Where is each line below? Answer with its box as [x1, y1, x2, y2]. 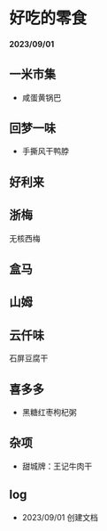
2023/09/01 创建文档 [21, 511, 99, 522]
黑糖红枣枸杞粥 [21, 407, 77, 418]
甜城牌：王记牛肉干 [21, 461, 93, 471]
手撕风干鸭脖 [21, 146, 69, 157]
